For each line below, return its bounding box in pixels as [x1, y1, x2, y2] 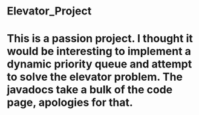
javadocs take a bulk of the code [7, 83, 173, 97]
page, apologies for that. [7, 96, 134, 110]
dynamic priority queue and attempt [7, 57, 192, 71]
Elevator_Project [7, 4, 92, 18]
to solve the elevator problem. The [7, 70, 183, 84]
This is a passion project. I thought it [7, 32, 193, 46]
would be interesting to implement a [7, 45, 191, 58]
